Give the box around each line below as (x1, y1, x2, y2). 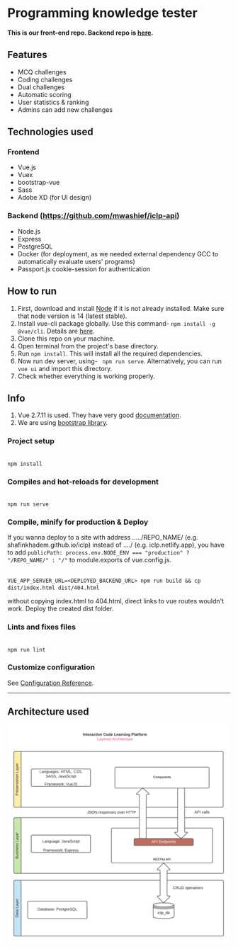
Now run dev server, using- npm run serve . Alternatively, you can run (17, 356, 222, 365)
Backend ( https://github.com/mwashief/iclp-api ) (7, 211, 180, 221)
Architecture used (7, 706, 90, 718)
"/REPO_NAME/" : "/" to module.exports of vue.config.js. (7, 556, 172, 564)
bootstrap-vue (17, 178, 60, 187)
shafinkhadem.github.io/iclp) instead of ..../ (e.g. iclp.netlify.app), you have (7, 540, 225, 550)
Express (17, 234, 42, 243)
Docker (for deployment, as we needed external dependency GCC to (17, 249, 219, 258)
